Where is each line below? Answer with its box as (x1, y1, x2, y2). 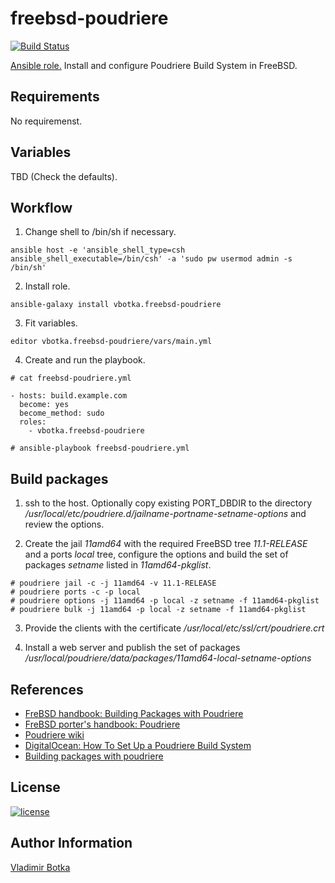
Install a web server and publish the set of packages (24, 642, 241, 654)
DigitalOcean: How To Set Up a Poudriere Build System (24, 740, 252, 751)
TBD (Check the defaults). (10, 170, 118, 182)
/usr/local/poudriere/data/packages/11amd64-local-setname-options (24, 652, 312, 664)
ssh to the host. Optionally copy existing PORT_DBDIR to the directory (24, 497, 313, 509)
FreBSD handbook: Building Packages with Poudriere (24, 708, 244, 719)
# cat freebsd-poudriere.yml (10, 373, 132, 384)
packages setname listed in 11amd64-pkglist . (24, 559, 212, 571)
